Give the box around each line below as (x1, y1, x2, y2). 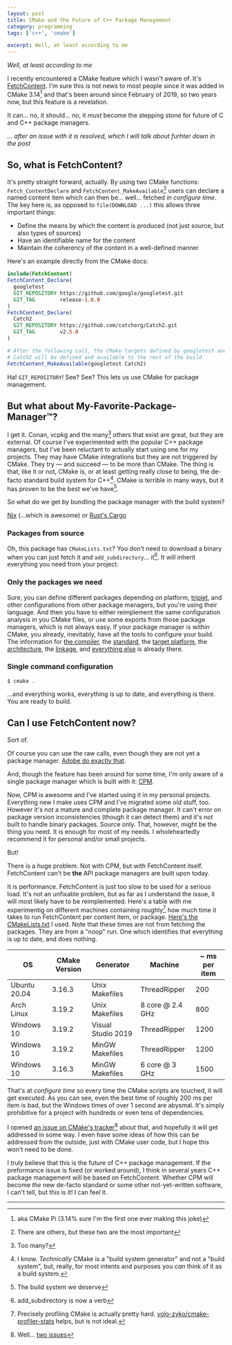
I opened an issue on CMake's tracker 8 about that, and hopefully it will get (7, 1122, 219, 1131)
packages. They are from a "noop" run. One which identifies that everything (7, 927, 223, 936)
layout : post (7, 10, 45, 17)
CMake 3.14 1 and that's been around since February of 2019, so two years (7, 89, 217, 98)
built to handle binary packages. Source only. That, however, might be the (7, 820, 217, 828)
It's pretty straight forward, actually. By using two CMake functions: (7, 177, 200, 186)
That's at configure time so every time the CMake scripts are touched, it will (7, 1087, 223, 1095)
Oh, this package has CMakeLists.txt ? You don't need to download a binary (7, 544, 222, 553)
